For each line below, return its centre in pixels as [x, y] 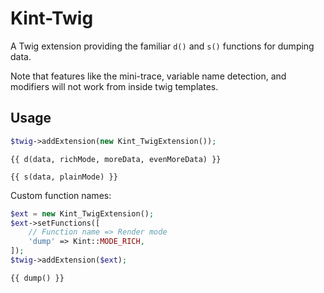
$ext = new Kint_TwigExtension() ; [82, 213]
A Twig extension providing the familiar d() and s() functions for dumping [162, 46]
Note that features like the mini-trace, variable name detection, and [148, 76]
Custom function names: [61, 195]
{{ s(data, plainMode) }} [64, 177]
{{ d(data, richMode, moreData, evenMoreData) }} [116, 159]
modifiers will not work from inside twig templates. [114, 86]
